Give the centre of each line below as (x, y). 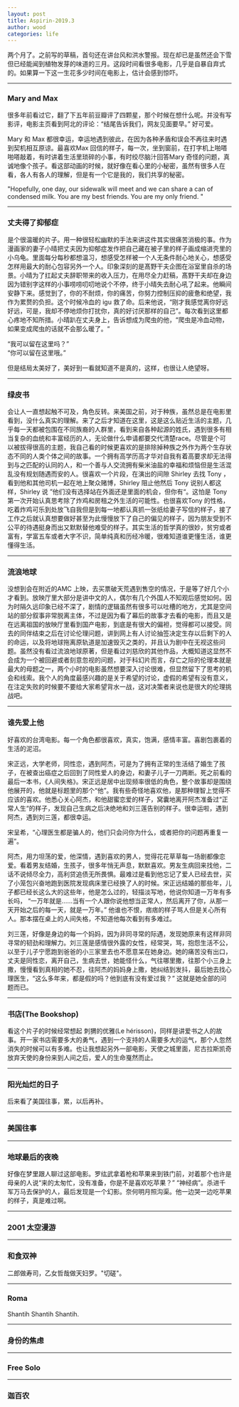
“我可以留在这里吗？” (38, 343)
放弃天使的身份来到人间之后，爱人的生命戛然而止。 (82, 1058)
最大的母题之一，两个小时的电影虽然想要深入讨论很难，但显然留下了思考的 (116, 669)
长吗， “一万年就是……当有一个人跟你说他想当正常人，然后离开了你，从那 (115, 900)
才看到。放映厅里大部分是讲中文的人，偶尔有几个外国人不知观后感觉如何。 (116, 598)
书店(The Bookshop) (43, 1014)
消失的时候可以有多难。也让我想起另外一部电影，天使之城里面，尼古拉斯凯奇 (119, 1049)
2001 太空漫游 (32, 1227)
